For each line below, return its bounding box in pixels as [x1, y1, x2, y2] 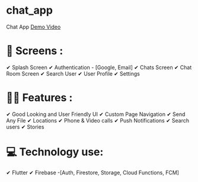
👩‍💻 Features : [6, 91, 73, 105]
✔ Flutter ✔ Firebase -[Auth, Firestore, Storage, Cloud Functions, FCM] [6, 169, 180, 176]
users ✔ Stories [6, 123, 44, 130]
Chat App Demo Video [6, 23, 61, 30]
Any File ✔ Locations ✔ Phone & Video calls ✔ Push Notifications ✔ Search [6, 117, 190, 124]
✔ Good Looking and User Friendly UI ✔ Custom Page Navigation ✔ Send [6, 111, 186, 118]
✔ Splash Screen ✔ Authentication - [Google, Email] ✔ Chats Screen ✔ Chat [6, 64, 192, 71]
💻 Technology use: [6, 145, 104, 158]
